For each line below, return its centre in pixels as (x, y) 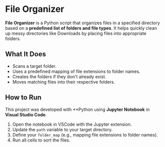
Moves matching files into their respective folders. (64, 82)
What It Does (26, 54)
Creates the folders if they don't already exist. (59, 76)
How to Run (23, 98)
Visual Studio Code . (26, 114)
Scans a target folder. (34, 66)
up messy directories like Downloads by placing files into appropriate (76, 33)
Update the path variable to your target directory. (62, 129)
